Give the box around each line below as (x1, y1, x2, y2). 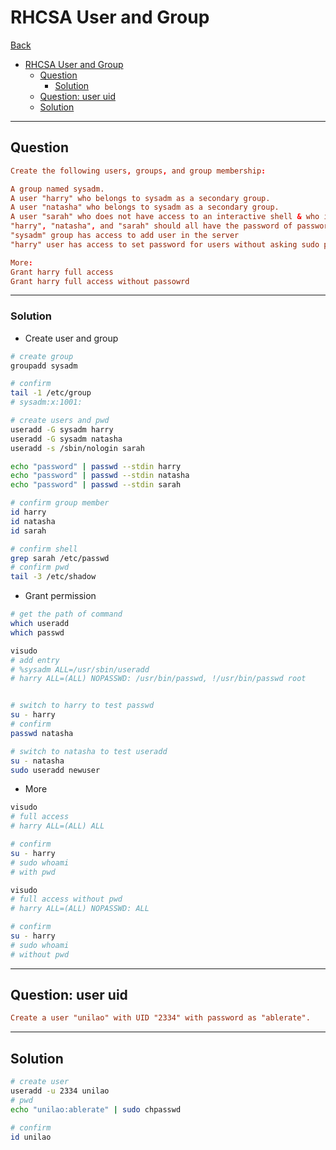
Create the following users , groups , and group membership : (10, 166, 267, 176)
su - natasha (10, 756, 65, 766)
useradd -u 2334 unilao (10, 1086, 110, 1096)
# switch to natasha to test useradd (10, 746, 168, 756)
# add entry (10, 655, 60, 665)
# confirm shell (10, 544, 78, 554)
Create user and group (24, 332, 119, 344)
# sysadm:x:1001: (10, 397, 83, 408)
